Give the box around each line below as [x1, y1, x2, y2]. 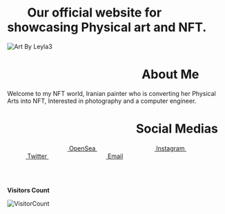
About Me [141, 67, 199, 82]
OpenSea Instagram [68, 144, 185, 153]
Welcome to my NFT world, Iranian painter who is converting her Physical [7, 89, 216, 97]
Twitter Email [27, 152, 124, 160]
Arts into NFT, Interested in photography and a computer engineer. [7, 97, 197, 105]
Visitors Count [7, 186, 50, 194]
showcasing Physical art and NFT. [7, 19, 207, 35]
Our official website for [27, 5, 162, 21]
